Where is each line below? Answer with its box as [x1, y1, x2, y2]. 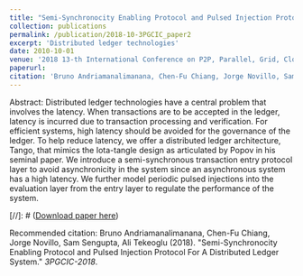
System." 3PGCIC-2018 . [9, 256, 98, 267]
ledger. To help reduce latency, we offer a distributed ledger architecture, [9, 134, 281, 145]
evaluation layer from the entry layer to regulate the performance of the [9, 182, 275, 194]
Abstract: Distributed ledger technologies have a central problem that [9, 97, 267, 107]
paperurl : [9, 64, 47, 73]
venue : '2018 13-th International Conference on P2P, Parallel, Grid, [9, 55, 280, 64]
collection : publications [9, 22, 106, 31]
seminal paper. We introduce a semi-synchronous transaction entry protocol [9, 154, 293, 165]
